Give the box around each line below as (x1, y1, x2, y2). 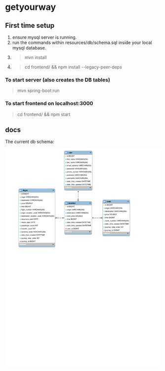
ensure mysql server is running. (12, 34, 77, 40)
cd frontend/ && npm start (17, 111, 71, 117)
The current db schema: (5, 139, 54, 145)
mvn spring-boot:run (17, 88, 60, 94)
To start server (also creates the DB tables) (5, 76, 110, 83)
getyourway (5, 1, 56, 13)
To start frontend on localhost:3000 (5, 100, 93, 107)
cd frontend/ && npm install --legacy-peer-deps (24, 64, 122, 70)
